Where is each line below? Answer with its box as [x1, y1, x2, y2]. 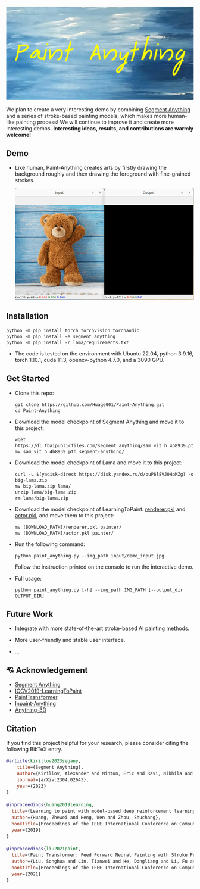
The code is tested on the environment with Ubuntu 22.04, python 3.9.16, [14, 350, 194, 357]
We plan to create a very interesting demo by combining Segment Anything [6, 105, 190, 113]
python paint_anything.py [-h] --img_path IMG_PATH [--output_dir [14, 587, 183, 593]
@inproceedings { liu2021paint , [6, 846, 82, 852]
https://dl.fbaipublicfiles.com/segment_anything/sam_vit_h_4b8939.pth [14, 442, 196, 448]
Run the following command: [14, 540, 85, 548]
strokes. [14, 177, 35, 184]
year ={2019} [11, 827, 42, 833]
